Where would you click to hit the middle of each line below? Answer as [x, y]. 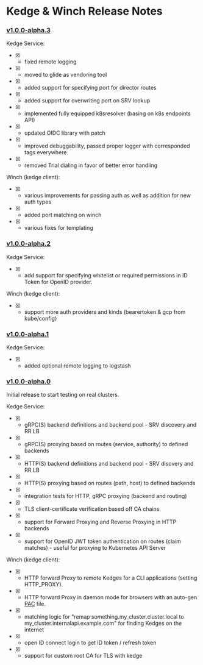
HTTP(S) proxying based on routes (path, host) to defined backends [110, 483]
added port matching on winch [63, 215]
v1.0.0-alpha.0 [29, 381]
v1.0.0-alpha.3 [28, 30]
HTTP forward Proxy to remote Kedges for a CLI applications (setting [111, 578]
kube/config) [41, 318]
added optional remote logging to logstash [77, 366]
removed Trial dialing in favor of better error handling [91, 165]
